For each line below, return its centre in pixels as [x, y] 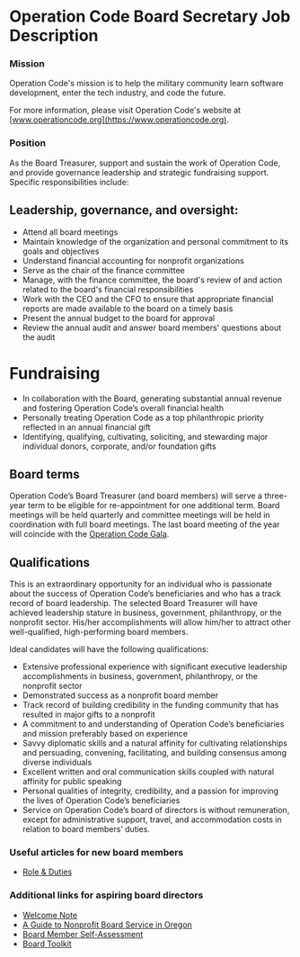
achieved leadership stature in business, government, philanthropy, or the [146, 613]
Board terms [45, 474]
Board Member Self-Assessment [83, 934]
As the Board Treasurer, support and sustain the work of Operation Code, [145, 163]
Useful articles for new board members [97, 853]
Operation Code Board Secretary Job [150, 17]
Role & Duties [47, 872]
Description [54, 36]
